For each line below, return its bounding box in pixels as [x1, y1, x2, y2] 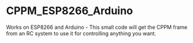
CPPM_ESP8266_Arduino [6, 4, 134, 18]
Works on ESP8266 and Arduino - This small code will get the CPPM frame [6, 24, 188, 31]
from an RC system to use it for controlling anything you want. [6, 29, 157, 37]
